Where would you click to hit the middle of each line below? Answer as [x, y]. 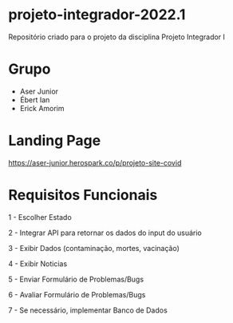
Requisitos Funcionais [83, 195]
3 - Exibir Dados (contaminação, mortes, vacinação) [94, 248]
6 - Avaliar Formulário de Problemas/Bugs [77, 294]
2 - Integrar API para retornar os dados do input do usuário [105, 233]
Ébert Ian [35, 100]
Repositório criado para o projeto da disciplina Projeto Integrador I [117, 37]
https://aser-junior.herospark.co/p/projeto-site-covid [95, 162]
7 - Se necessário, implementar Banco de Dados [88, 310]
